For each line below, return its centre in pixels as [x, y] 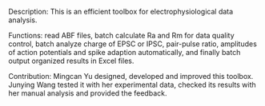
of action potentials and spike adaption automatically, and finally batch [124, 52]
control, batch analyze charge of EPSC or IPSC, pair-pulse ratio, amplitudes [133, 44]
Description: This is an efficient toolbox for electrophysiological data [121, 12]
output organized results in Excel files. [71, 61]
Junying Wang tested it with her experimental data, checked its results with [132, 84]
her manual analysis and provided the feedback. [88, 93]
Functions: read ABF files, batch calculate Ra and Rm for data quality [121, 35]
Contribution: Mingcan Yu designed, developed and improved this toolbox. [131, 76]
